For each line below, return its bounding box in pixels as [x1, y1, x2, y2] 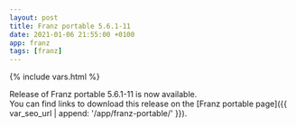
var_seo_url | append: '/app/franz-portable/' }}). [9, 108, 188, 119]
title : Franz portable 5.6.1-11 [9, 22, 131, 31]
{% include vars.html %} [9, 71, 101, 82]
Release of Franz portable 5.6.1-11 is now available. [9, 89, 198, 100]
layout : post [9, 13, 59, 23]
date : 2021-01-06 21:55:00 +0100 [9, 30, 135, 39]
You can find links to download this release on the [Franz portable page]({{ [9, 98, 287, 109]
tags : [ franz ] [9, 47, 63, 56]
